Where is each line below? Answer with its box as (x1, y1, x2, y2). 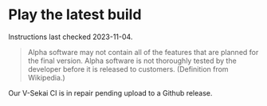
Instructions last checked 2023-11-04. (8, 32, 133, 41)
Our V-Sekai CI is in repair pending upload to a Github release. (8, 88, 213, 97)
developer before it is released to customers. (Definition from (27, 64, 229, 73)
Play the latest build (8, 6, 142, 24)
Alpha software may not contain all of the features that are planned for (27, 47, 259, 57)
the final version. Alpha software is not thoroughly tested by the (27, 56, 237, 65)
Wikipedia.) (27, 73, 65, 82)
